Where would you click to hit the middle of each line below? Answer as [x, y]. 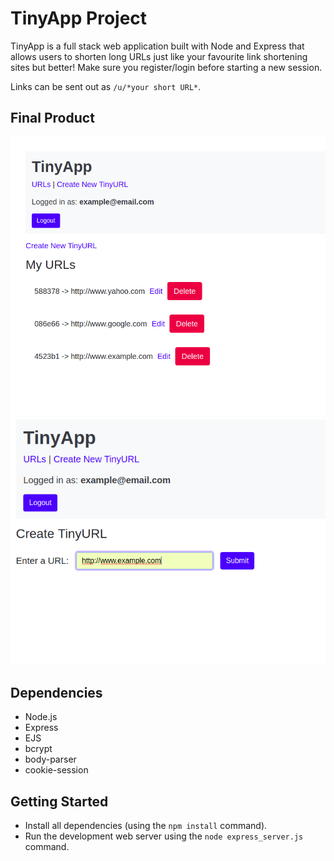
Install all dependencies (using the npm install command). [146, 826]
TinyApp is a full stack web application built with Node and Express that [157, 46]
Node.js [41, 717]
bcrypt [38, 749]
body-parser [50, 759]
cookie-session [56, 770]
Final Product [52, 118]
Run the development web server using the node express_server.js [164, 836]
